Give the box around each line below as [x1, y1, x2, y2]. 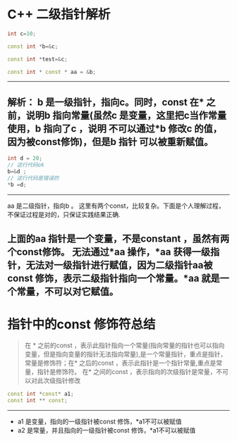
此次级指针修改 [37, 376, 81, 385]
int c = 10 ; [7, 30, 37, 37]
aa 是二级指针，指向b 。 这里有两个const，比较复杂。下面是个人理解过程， [7, 201, 225, 210]
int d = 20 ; [7, 155, 42, 162]
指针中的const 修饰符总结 [7, 316, 156, 333]
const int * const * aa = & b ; [7, 68, 97, 75]
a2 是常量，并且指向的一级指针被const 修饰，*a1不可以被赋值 [17, 426, 196, 434]
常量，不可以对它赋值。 [16, 286, 119, 298]
